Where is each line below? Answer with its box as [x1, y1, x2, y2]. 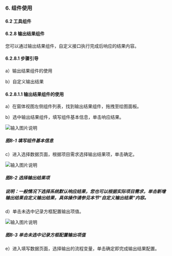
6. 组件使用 [5, 4, 33, 11]
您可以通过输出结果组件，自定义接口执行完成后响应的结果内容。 [5, 43, 139, 49]
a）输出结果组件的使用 [5, 68, 52, 74]
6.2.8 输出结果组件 [5, 30, 45, 37]
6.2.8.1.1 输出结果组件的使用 [5, 91, 64, 97]
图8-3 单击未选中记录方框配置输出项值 [5, 232, 85, 238]
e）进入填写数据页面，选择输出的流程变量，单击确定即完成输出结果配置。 [5, 245, 160, 252]
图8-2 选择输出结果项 [5, 174, 50, 181]
